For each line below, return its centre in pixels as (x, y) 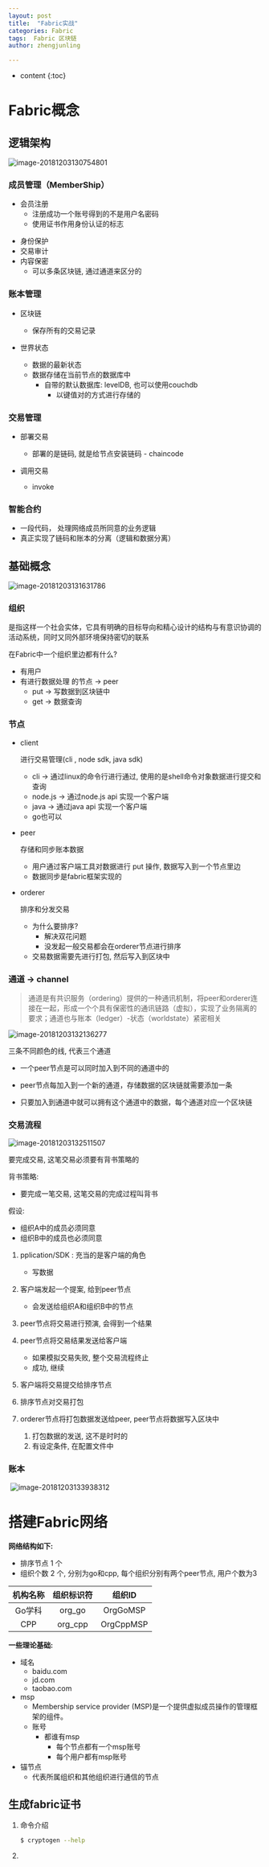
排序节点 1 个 (41, 1563)
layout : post (30, 16)
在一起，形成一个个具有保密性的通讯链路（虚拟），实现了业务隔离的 (146, 1008)
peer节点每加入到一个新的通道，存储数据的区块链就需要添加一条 (126, 1085)
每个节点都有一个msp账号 (98, 1746)
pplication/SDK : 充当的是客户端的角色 (83, 1255)
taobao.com (52, 1688)
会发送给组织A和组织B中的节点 (83, 1306)
